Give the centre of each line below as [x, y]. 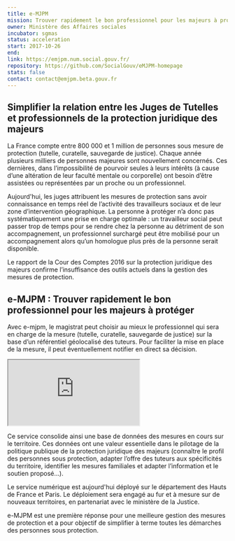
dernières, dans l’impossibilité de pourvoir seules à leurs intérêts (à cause [113, 168]
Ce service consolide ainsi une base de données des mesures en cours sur [115, 436]
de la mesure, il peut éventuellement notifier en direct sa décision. [102, 349]
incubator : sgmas [33, 33]
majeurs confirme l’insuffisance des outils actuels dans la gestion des [107, 269]
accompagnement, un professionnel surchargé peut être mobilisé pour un [114, 234]
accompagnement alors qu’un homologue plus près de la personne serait [113, 241]
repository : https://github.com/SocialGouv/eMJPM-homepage [95, 66]
